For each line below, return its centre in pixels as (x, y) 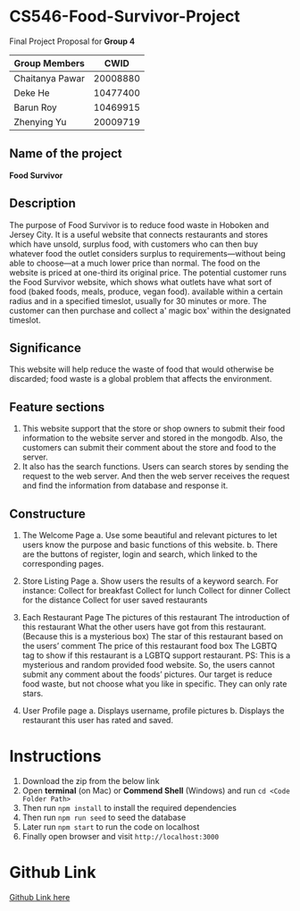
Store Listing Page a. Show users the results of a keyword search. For (150, 581)
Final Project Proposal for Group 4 (72, 41)
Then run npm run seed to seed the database (104, 817)
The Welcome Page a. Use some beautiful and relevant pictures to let (150, 535)
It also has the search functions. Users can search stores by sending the (155, 467)
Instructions (55, 756)
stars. (33, 693)
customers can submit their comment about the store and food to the (149, 448)
